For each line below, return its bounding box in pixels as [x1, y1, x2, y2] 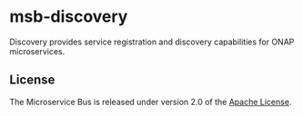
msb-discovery [9, 6, 128, 27]
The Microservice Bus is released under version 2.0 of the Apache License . [9, 96, 292, 107]
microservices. [9, 45, 66, 56]
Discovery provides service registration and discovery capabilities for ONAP [9, 36, 295, 47]
